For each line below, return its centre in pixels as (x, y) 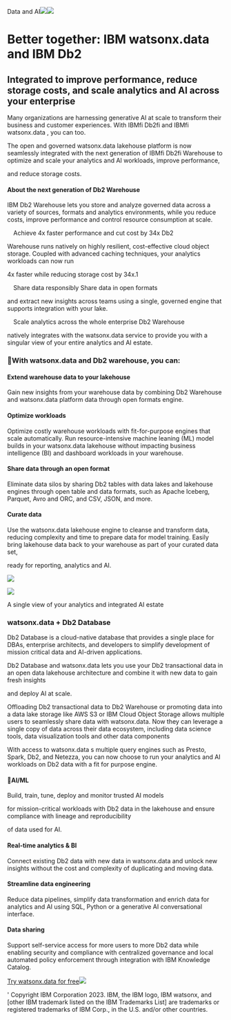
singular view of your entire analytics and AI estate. (80, 343)
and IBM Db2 (44, 54)
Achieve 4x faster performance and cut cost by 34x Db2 (93, 233)
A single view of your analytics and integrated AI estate (86, 604)
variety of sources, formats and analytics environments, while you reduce (112, 212)
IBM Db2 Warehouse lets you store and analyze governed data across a (109, 205)
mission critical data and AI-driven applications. (75, 652)
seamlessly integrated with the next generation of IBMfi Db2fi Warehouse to (115, 153)
